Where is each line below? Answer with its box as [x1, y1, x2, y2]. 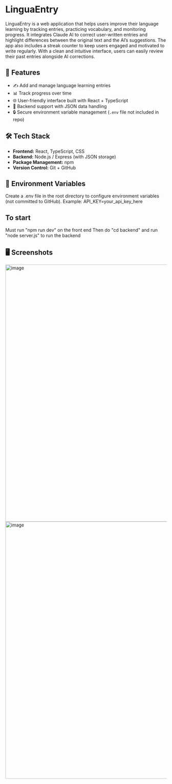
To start [5, 213, 31, 222]
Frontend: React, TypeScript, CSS [12, 148, 85, 154]
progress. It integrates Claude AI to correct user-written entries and [5, 31, 147, 38]
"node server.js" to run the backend [5, 232, 81, 239]
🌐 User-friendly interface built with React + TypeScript [12, 97, 128, 103]
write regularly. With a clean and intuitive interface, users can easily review [5, 48, 164, 54]
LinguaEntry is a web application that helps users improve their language [5, 21, 159, 27]
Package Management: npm [12, 159, 74, 165]
